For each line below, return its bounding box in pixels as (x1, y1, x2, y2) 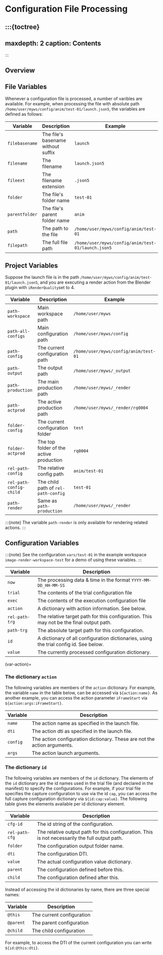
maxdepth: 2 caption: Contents (5, 39, 101, 47)
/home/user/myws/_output (73, 368, 131, 374)
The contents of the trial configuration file (37, 589, 132, 596)
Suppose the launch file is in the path (5, 274, 80, 280)
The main (37, 378, 59, 385)
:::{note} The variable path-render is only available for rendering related (5, 520, 148, 526)
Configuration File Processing (5, 3, 128, 15)
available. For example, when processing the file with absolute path (5, 101, 140, 106)
